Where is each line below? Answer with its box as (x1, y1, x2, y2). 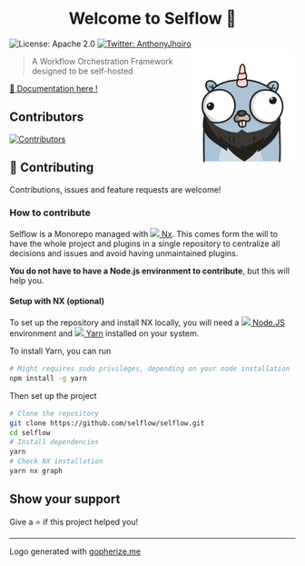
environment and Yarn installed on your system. (9, 328, 200, 339)
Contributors (9, 109, 84, 125)
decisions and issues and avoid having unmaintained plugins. (9, 247, 239, 258)
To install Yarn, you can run (9, 345, 112, 357)
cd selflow (9, 428, 51, 437)
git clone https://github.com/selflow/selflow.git (9, 418, 205, 428)
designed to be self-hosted (31, 65, 133, 76)
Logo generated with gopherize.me (9, 545, 142, 557)
